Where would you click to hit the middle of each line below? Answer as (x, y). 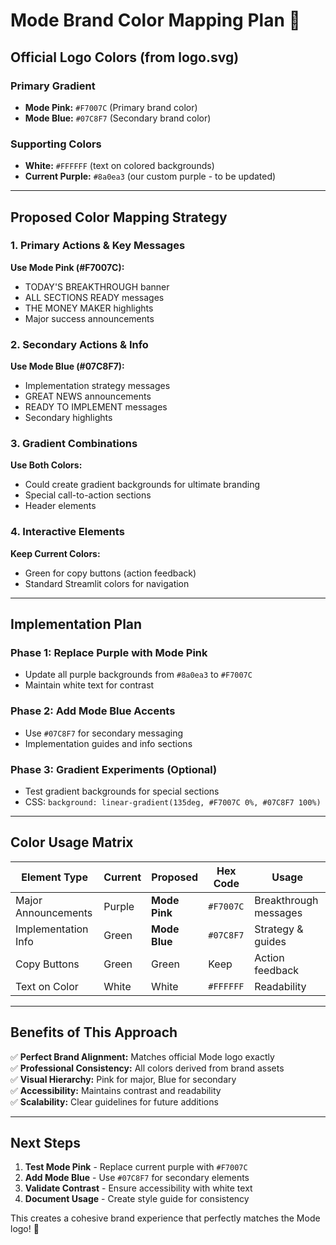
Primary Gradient (53, 86)
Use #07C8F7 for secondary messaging (103, 733)
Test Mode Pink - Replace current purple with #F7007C (136, 1167)
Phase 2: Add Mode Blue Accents (93, 711)
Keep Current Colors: (55, 553)
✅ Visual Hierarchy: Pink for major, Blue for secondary (123, 1079)
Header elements (60, 506)
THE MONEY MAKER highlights (89, 308)
